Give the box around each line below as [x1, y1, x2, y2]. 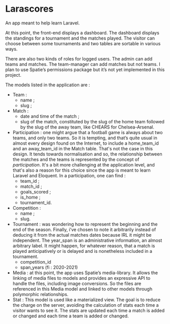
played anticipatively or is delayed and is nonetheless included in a [12, 248, 152, 254]
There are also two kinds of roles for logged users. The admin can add [5, 55, 153, 61]
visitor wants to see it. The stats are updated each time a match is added [12, 307, 165, 313]
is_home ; [20, 194, 41, 200]
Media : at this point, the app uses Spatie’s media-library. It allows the [12, 270, 158, 276]
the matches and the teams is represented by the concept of [12, 156, 140, 163]
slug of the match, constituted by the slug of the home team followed [20, 118, 165, 124]
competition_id [20, 258, 52, 265]
